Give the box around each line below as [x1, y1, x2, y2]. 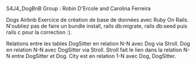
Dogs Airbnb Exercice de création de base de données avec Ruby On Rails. [6, 16, 189, 23]
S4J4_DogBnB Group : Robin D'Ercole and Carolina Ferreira [6, 5, 151, 12]
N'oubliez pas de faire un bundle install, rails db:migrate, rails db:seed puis [6, 23, 188, 29]
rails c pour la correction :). [6, 29, 72, 36]
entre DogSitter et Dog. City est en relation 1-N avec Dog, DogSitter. [11, 53, 177, 59]
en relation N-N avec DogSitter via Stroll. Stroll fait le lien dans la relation [6, 46, 182, 53]
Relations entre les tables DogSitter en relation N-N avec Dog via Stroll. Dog [6, 40, 191, 47]
